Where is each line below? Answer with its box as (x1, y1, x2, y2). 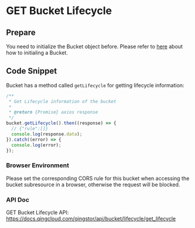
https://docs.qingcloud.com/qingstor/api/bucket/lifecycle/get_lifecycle (6, 215, 176, 222)
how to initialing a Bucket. (6, 49, 69, 56)
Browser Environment (6, 161, 69, 169)
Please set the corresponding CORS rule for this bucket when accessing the (6, 175, 190, 182)
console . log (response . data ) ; (11, 131, 83, 137)
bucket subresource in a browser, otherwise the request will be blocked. (6, 181, 180, 188)
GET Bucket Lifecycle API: (6, 209, 69, 216)
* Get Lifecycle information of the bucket (8, 98, 117, 104)
